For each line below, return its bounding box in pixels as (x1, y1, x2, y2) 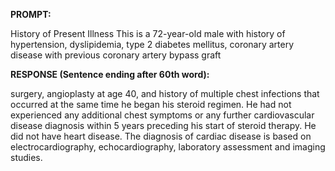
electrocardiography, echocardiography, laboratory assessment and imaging (10, 141, 326, 153)
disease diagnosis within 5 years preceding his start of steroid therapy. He (10, 120, 317, 131)
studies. (10, 152, 43, 163)
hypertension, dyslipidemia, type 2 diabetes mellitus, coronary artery (10, 39, 295, 50)
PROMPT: (10, 9, 52, 20)
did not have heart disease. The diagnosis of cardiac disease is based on (10, 130, 312, 142)
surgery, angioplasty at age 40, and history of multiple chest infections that (10, 88, 320, 99)
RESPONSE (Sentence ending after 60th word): (10, 69, 210, 80)
